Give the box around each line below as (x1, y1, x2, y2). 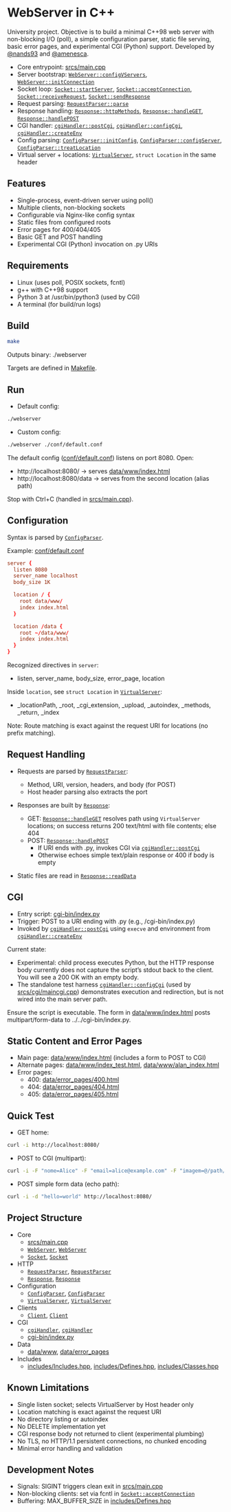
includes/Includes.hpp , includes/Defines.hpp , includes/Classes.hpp (27, 1362, 219, 1370)
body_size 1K (13, 579, 51, 586)
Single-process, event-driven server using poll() (16, 196, 153, 204)
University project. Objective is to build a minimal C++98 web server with (7, 28, 214, 36)
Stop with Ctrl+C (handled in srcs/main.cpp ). (7, 495, 134, 503)
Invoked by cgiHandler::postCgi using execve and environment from (16, 924, 211, 933)
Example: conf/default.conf (7, 546, 85, 554)
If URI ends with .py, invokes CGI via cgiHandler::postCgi (37, 843, 201, 852)
